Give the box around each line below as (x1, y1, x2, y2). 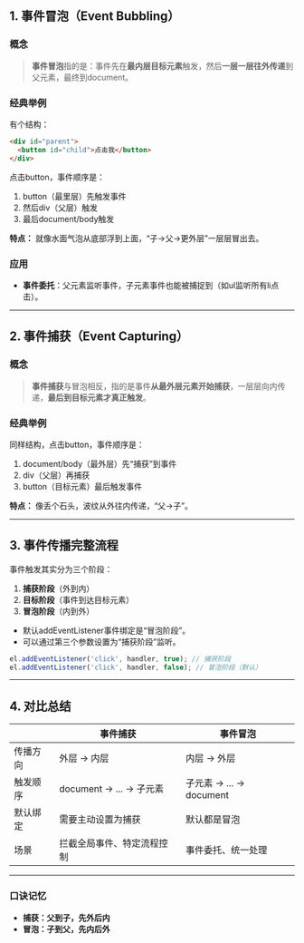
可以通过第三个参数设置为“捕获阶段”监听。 (22, 636, 181, 646)
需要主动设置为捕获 (58, 813, 141, 826)
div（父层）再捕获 (22, 470, 90, 481)
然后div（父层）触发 (22, 202, 98, 213)
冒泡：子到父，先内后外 (22, 923, 110, 934)
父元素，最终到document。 (31, 72, 134, 83)
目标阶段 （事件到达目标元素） (22, 594, 134, 605)
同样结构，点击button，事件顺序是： (9, 439, 145, 450)
